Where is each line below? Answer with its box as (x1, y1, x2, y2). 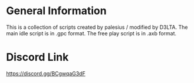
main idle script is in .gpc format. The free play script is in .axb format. (6, 29, 177, 36)
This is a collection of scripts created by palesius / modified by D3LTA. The (6, 24, 188, 31)
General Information (6, 4, 107, 18)
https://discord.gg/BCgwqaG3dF (6, 69, 86, 77)
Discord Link (6, 51, 69, 64)
